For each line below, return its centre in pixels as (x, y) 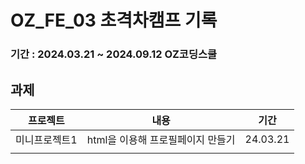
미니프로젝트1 (46, 139)
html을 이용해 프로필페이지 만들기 (161, 139)
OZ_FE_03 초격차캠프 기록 (114, 20)
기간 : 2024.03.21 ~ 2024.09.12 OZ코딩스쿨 (114, 54)
